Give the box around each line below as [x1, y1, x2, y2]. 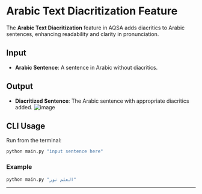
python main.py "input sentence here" [6, 148, 103, 154]
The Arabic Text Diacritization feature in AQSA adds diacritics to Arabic [6, 24, 185, 31]
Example [6, 163, 32, 171]
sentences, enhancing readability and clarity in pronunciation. [6, 30, 159, 37]
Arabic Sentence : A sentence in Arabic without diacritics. [14, 64, 158, 71]
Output [6, 81, 33, 91]
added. [14, 103, 33, 111]
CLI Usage [6, 121, 46, 131]
